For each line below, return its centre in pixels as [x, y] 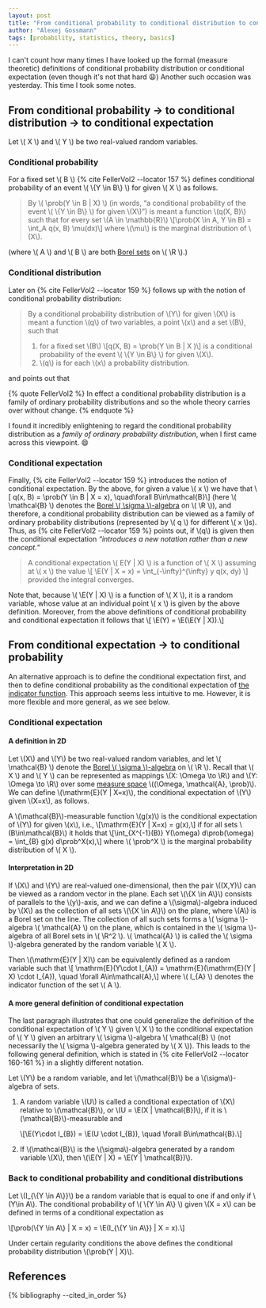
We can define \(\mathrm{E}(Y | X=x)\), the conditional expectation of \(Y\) [130, 792]
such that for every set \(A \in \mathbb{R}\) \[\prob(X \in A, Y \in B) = [139, 220]
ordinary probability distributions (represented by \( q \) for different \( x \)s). [133, 522]
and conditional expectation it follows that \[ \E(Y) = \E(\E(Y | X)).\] [116, 620]
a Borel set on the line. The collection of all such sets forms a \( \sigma [123, 919]
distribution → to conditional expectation [111, 122]
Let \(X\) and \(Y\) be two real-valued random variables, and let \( [115, 759]
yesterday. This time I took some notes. [72, 86]
